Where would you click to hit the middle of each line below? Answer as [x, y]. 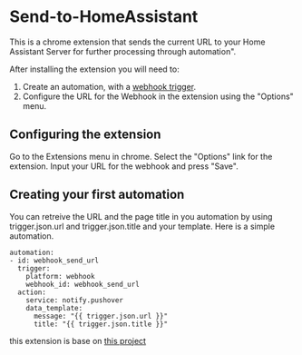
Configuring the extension [85, 135]
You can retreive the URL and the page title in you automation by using [141, 216]
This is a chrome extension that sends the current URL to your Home [137, 42]
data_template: [54, 308]
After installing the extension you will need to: [94, 69]
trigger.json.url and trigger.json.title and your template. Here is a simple [142, 226]
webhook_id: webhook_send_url [83, 284]
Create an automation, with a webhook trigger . [109, 86]
